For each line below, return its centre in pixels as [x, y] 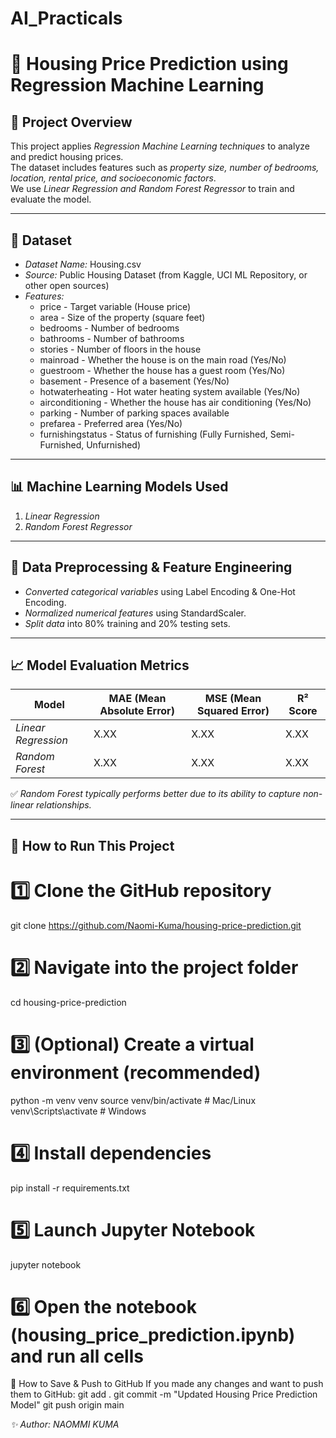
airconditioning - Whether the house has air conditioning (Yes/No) [175, 402]
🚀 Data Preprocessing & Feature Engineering [151, 567]
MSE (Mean [233, 699]
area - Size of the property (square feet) [122, 317]
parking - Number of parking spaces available [134, 413]
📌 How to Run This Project [92, 845]
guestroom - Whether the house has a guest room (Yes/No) [162, 370]
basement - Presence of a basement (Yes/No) [134, 381]
